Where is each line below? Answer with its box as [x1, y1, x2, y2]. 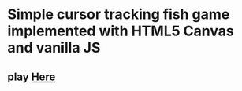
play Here [7, 70, 56, 83]
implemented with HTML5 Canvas [7, 22, 234, 40]
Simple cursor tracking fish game [7, 5, 230, 24]
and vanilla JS [7, 39, 101, 56]
